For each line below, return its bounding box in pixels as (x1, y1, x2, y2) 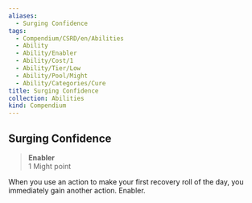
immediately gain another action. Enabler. (8, 185, 147, 195)
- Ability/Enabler (15, 49, 78, 57)
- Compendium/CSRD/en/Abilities (15, 34, 125, 43)
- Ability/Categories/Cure (15, 79, 106, 87)
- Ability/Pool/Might (15, 72, 89, 80)
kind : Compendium (8, 101, 67, 110)
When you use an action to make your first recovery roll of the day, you (8, 176, 244, 186)
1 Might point (27, 161, 72, 171)
